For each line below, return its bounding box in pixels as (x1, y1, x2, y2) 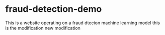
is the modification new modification (5, 25, 80, 31)
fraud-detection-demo (5, 3, 102, 15)
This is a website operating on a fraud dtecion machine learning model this (5, 20, 160, 26)
